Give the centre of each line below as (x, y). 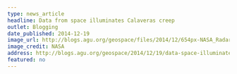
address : (20, 54)
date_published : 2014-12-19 (49, 33)
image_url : (23, 40)
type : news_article (36, 14)
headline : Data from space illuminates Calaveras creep (91, 20)
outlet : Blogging (33, 27)
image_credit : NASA (36, 47)
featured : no (26, 60)
